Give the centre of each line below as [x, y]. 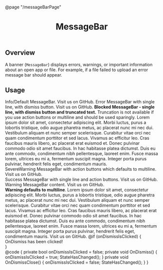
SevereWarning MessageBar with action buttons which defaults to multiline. [81, 169]
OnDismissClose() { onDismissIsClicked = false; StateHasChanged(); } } [77, 262]
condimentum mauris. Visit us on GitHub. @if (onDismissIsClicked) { [73, 236]
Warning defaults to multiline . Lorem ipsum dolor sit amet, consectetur [77, 190]
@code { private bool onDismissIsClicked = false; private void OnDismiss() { [81, 252]
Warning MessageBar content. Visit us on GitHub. [55, 185]
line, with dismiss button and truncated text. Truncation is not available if [80, 112]
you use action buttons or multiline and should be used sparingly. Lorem [77, 117]
